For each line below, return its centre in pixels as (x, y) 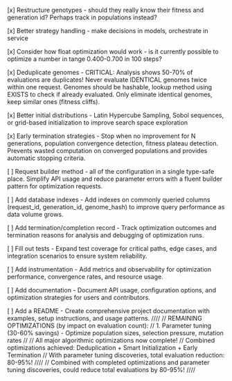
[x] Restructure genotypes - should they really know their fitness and (106, 10)
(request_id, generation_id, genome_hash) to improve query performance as (116, 207)
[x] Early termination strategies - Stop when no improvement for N (101, 136)
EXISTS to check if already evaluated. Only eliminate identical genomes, (110, 94)
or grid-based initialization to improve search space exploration (98, 123)
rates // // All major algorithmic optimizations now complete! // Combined (111, 340)
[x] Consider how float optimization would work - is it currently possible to (113, 52)
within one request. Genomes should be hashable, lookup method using (110, 87)
